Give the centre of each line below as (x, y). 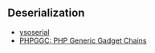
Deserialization (46, 13)
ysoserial (34, 32)
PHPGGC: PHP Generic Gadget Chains (83, 40)
